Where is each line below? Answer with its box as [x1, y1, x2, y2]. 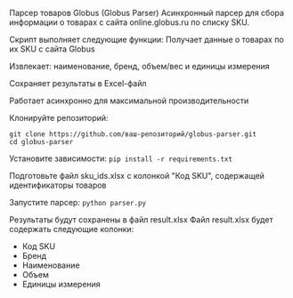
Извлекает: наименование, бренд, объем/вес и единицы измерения [9, 61, 270, 71]
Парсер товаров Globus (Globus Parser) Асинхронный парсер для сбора [9, 8, 285, 18]
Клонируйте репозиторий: [9, 113, 109, 123]
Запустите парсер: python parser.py [9, 197, 147, 207]
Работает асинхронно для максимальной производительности [9, 95, 249, 106]
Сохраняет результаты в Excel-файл [9, 78, 147, 88]
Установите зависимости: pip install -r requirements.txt [9, 153, 233, 164]
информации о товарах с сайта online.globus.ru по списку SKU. [9, 17, 249, 28]
